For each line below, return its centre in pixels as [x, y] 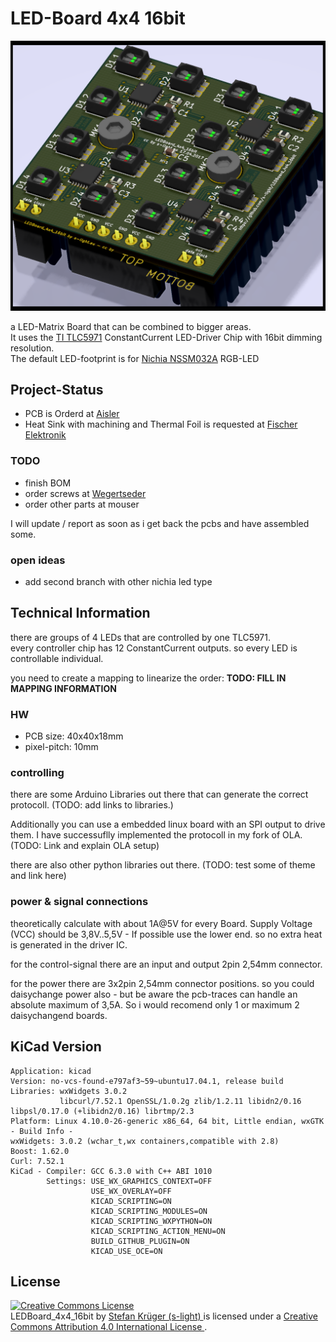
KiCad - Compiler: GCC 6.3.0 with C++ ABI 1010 [111, 1171]
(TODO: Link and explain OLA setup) [85, 846]
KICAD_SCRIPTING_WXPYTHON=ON [151, 1221]
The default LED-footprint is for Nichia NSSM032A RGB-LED [135, 358]
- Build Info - [42, 1131]
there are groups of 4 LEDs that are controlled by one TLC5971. [140, 637]
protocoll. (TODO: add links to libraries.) [92, 805]
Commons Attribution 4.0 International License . [109, 1327]
